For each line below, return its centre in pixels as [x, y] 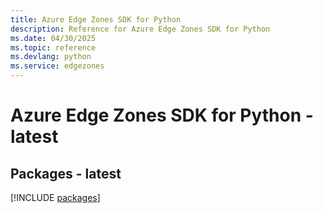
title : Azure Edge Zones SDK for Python [96, 19]
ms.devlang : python [51, 57]
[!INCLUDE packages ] [55, 197]
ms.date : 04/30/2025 [53, 38]
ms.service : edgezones [57, 66]
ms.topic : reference [53, 47]
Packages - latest [66, 173]
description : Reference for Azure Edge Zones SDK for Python [140, 29]
